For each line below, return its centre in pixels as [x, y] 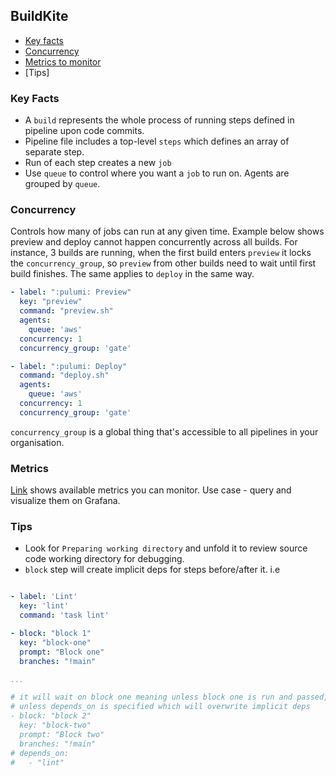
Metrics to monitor [63, 61]
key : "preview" [51, 302]
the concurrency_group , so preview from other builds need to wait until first [163, 263]
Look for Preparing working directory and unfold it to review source [166, 548]
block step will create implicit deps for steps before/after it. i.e [152, 570]
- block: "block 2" [51, 716]
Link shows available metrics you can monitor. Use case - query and [151, 490]
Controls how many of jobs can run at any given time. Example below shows [167, 231]
